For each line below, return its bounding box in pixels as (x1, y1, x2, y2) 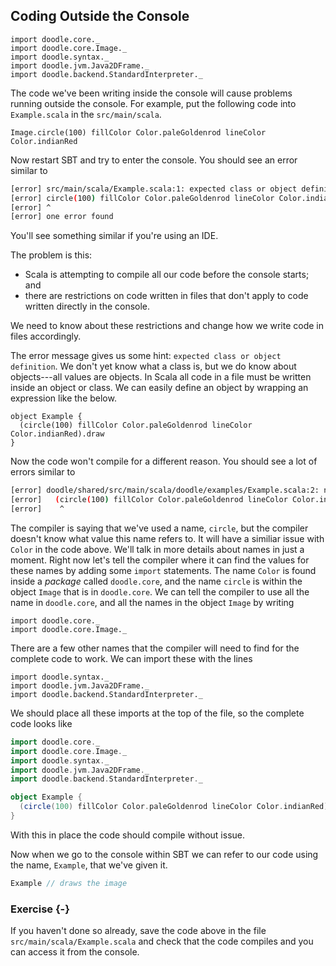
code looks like (10, 717, 73, 729)
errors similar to (10, 466, 76, 478)
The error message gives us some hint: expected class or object (10, 350, 282, 362)
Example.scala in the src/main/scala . (10, 108, 162, 120)
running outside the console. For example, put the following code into (10, 97, 297, 109)
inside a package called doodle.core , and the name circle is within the (10, 575, 303, 587)
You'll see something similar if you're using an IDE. (10, 230, 219, 242)
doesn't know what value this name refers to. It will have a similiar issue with (10, 532, 325, 544)
